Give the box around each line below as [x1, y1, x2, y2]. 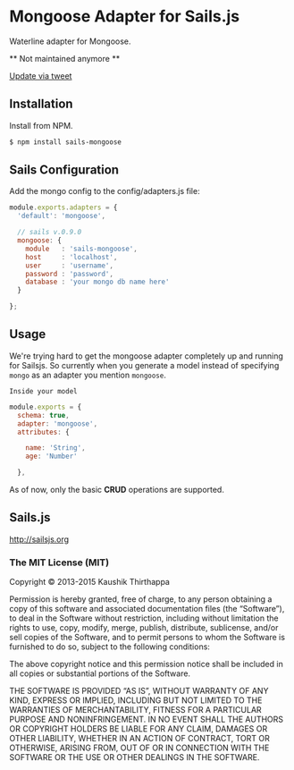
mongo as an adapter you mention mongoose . [9, 369, 167, 380]
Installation [9, 97, 73, 112]
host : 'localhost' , [25, 252, 118, 261]
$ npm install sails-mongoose [9, 137, 122, 147]
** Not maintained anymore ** [9, 53, 121, 63]
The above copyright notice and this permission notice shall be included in [9, 659, 283, 670]
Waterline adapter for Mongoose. [9, 36, 131, 47]
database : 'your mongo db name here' [25, 277, 170, 287]
